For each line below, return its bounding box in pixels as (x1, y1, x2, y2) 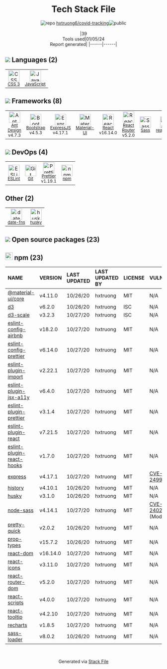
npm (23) (14, 253, 44, 262)
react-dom (7, 550, 34, 557)
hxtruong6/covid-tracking (56, 20, 109, 26)
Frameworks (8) (11, 97, 62, 105)
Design (7, 127, 21, 133)
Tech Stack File (51, 3, 116, 15)
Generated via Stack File (58, 659, 109, 665)
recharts (7, 622, 27, 629)
